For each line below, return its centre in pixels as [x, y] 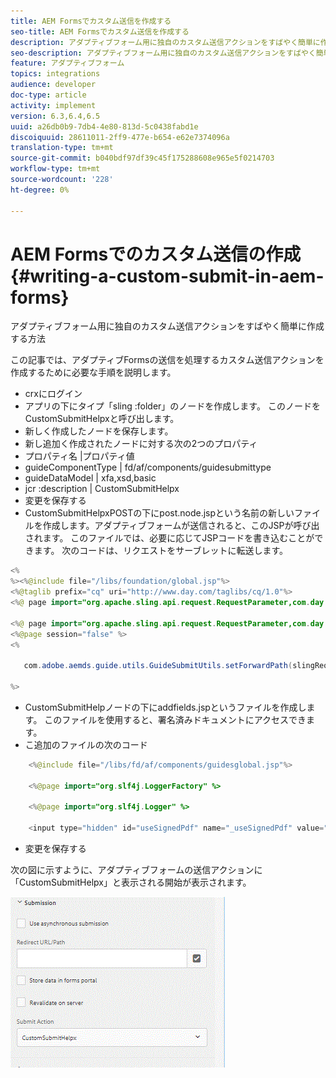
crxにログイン [53, 394]
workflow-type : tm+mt [55, 169]
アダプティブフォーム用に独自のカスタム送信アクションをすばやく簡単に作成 [167, 326]
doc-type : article [48, 95]
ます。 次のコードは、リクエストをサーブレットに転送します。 [161, 551]
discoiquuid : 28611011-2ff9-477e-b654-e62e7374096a [120, 137]
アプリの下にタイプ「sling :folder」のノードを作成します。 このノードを [172, 406]
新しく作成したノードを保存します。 [99, 431]
